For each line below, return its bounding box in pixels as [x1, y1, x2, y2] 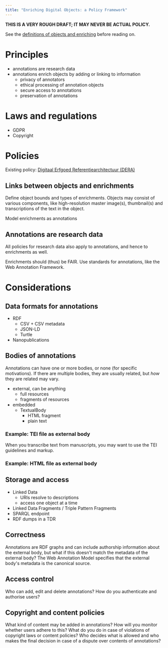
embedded [12, 401, 35, 408]
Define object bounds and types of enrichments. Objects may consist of [5, 195, 155, 201]
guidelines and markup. [5, 448, 54, 454]
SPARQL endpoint [12, 510, 50, 516]
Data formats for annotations [5, 302, 98, 310]
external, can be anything [12, 385, 66, 391]
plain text [27, 418, 47, 424]
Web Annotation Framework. [5, 264, 65, 270]
